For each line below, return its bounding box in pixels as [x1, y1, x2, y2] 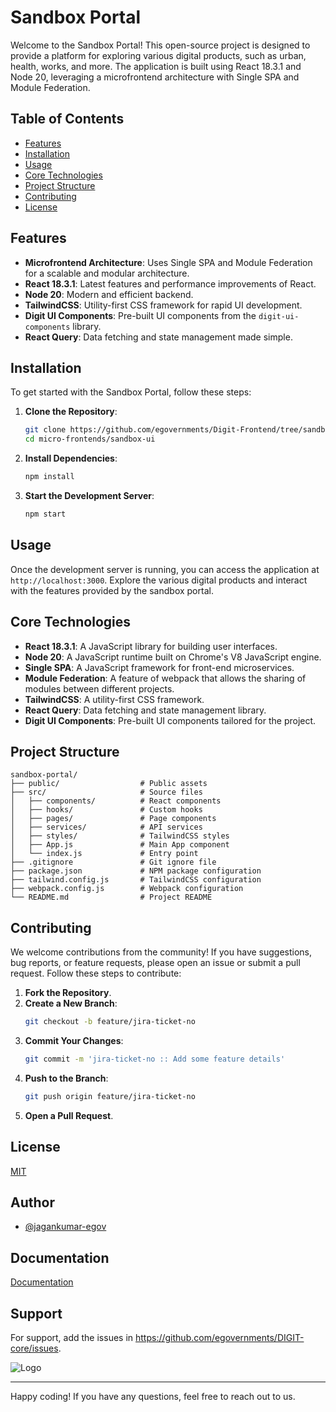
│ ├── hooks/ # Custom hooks [10, 805, 203, 815]
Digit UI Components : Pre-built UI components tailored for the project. [24, 714, 317, 726]
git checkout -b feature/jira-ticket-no [24, 1017, 196, 1027]
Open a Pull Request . [24, 1109, 114, 1121]
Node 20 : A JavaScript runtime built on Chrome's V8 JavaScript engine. [24, 651, 322, 663]
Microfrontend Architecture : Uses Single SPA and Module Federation [24, 256, 313, 268]
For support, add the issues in [10, 1332, 134, 1343]
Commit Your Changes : [24, 1035, 124, 1046]
